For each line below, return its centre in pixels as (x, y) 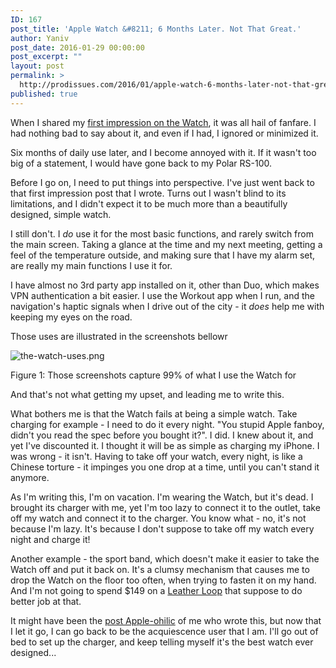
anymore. (30, 477)
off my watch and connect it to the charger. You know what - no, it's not (158, 518)
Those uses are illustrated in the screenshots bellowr (119, 336)
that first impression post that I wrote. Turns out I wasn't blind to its (148, 193)
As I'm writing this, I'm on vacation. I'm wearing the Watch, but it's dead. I (162, 497)
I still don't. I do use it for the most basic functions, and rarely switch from (162, 233)
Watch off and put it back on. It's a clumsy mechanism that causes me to (160, 569)
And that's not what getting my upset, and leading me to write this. (147, 394)
